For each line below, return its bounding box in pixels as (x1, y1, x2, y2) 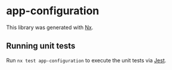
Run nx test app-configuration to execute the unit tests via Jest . (6, 56, 167, 63)
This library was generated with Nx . (6, 24, 93, 31)
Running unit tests (6, 41, 76, 51)
